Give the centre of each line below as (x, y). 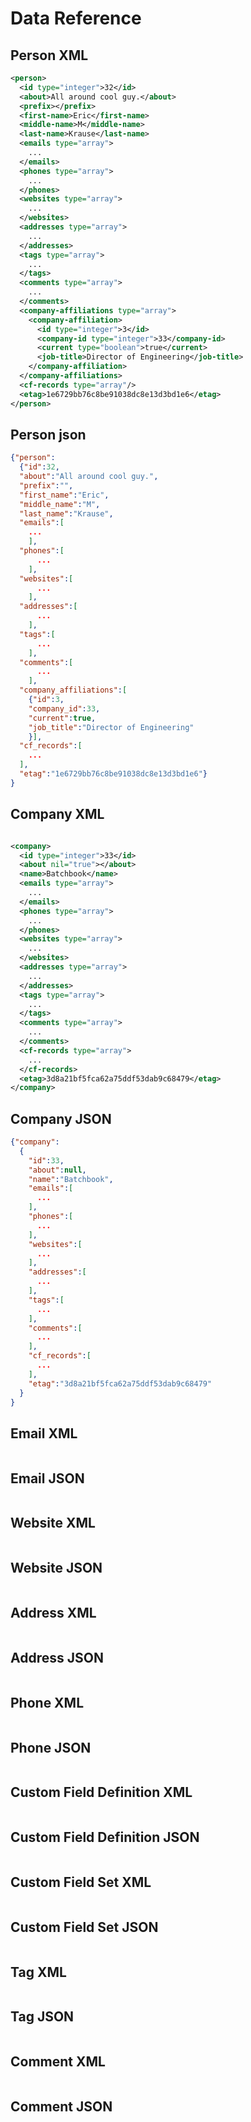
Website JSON (56, 1568)
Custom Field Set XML (81, 1882)
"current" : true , (62, 718)
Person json (48, 434)
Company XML (57, 814)
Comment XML (58, 2062)
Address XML (53, 1613)
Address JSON (57, 1657)
